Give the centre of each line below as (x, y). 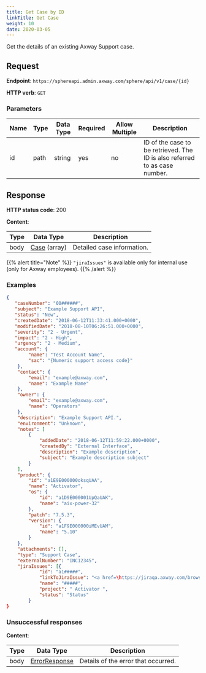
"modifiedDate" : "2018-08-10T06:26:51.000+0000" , (79, 326)
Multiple (124, 132)
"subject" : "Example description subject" (94, 458)
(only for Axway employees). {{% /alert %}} (61, 269)
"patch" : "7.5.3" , (52, 515)
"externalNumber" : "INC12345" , (57, 561)
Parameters (24, 108)
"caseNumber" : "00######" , (49, 304)
